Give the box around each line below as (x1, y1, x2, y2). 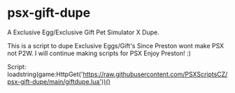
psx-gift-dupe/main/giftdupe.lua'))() (7, 77, 111, 85)
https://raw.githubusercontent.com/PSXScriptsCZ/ (83, 70, 228, 78)
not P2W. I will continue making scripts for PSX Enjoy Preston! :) (7, 49, 191, 57)
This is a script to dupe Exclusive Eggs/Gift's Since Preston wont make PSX (7, 41, 225, 50)
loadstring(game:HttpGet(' (7, 70, 83, 78)
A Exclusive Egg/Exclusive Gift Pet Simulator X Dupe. (7, 28, 159, 36)
